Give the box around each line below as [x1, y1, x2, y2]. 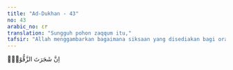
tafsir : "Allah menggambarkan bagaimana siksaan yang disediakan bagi [7, 36, 216, 43]
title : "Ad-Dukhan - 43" [7, 10, 79, 17]
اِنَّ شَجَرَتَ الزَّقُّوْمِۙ [7, 55, 60, 63]
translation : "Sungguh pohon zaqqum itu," [7, 29, 132, 37]
